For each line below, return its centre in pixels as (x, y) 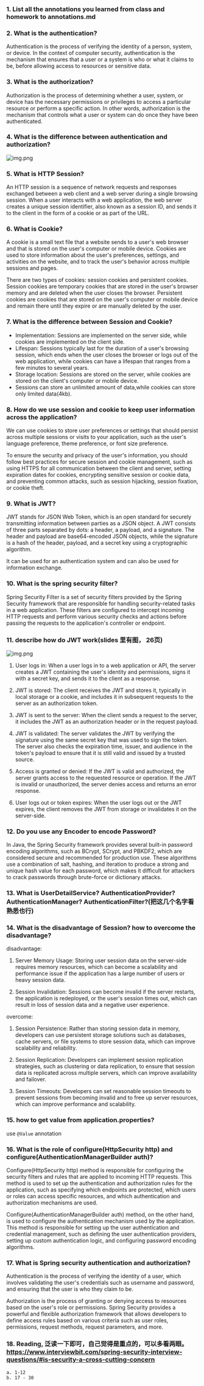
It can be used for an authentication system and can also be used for (93, 561)
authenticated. (24, 121)
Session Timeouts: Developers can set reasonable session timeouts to (103, 1091)
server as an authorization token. (57, 703)
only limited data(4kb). (43, 394)
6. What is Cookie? (34, 229)
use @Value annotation (34, 1133)
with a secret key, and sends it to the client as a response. (88, 678)
